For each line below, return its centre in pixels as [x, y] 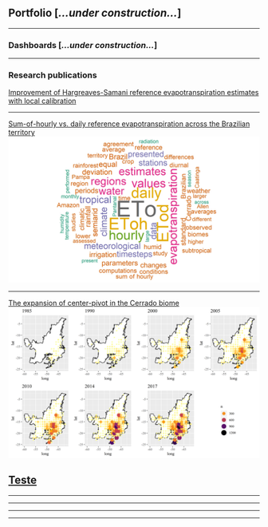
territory [22, 133]
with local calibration [42, 101]
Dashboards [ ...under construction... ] [83, 45]
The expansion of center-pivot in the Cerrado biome [94, 303]
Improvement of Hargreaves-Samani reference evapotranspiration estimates [134, 93]
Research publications [53, 75]
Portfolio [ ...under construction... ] [95, 13]
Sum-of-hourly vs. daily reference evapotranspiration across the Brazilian [129, 124]
